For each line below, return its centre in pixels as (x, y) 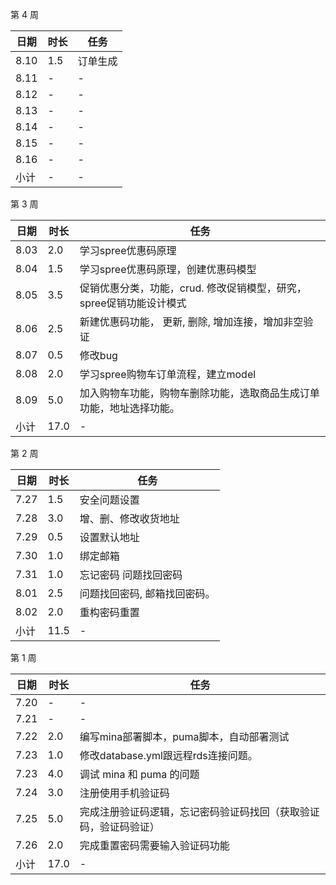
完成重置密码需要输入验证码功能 (154, 845)
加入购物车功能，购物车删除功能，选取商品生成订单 (199, 393)
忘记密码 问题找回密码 (131, 575)
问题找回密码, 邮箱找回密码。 (147, 593)
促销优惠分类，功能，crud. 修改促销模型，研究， (193, 288)
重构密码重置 (109, 612)
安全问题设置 (109, 500)
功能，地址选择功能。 (129, 408)
